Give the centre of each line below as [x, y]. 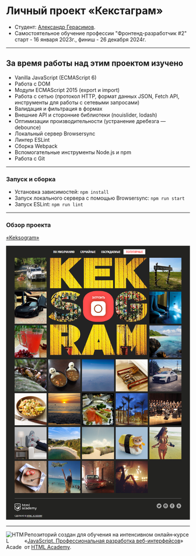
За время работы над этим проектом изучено [95, 64]
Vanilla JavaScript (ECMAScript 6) [55, 77]
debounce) [28, 127]
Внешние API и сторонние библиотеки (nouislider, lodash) [86, 115]
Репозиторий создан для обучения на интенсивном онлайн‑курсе [106, 535]
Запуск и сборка [31, 179]
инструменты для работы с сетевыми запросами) [77, 102]
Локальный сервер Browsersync [55, 134]
